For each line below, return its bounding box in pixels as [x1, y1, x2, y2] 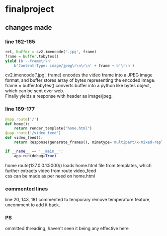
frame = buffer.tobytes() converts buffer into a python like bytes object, [5, 83, 151, 89]
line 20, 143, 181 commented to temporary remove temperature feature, [5, 196, 151, 202]
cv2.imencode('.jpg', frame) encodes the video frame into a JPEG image [5, 72, 153, 78]
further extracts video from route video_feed [5, 168, 96, 174]
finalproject [5, 3, 54, 15]
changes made [5, 23, 52, 32]
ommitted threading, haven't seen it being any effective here [5, 226, 129, 232]
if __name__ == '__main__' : [5, 149, 64, 154]
